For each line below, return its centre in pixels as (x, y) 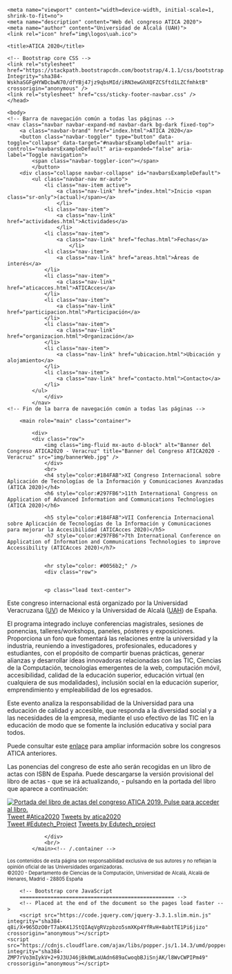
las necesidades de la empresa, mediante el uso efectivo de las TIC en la (111, 718)
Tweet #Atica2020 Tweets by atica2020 (64, 817)
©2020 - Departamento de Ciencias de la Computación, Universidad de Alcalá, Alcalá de (108, 873)
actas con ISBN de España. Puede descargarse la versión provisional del (110, 774)
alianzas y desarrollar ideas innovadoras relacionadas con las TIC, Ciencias (114, 660)
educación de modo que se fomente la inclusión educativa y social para (109, 725)
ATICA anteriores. (32, 753)
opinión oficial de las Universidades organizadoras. (65, 867)
